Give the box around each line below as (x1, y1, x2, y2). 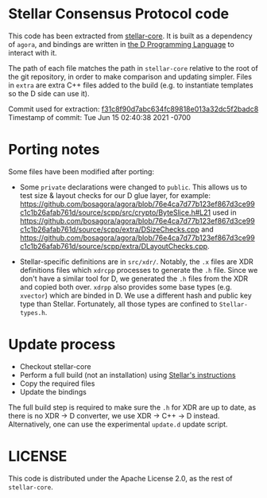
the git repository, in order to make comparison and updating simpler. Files (8, 72, 253, 81)
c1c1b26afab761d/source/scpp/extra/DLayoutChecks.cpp (19, 241, 208, 251)
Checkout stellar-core (19, 361, 91, 371)
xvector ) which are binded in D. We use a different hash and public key (19, 290, 252, 300)
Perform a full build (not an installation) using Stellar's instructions (19, 370, 236, 379)
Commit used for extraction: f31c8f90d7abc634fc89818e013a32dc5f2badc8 (8, 104, 259, 114)
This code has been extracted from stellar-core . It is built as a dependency (8, 31, 253, 41)
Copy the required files (19, 379, 95, 388)
